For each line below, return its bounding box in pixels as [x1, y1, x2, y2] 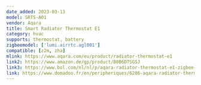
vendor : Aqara [6, 20, 42, 26]
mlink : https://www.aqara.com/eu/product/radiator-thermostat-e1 [6, 53, 172, 59]
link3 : [6, 64, 23, 71]
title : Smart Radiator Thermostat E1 [6, 25, 100, 32]
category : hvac [6, 31, 44, 37]
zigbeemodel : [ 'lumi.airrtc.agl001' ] [6, 42, 100, 48]
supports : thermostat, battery [6, 37, 84, 42]
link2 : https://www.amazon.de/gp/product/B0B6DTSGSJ [6, 59, 141, 65]
